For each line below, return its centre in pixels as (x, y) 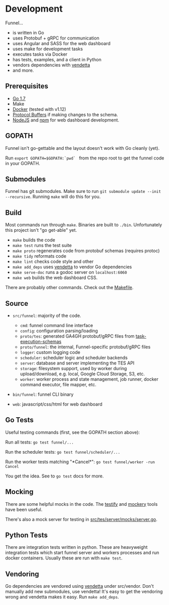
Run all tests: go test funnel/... (40, 442)
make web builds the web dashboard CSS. (55, 278)
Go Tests (19, 420)
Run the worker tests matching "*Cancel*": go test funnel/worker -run (80, 462)
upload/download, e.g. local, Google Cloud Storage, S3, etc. (82, 374)
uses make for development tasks (48, 49)
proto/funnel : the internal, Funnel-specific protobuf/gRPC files (85, 347)
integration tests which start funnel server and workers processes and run (82, 553)
